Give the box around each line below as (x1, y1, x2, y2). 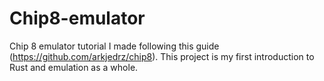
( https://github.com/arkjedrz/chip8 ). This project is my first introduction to (9, 50, 315, 62)
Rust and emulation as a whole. (9, 61, 139, 73)
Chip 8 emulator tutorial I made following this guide (9, 40, 220, 52)
